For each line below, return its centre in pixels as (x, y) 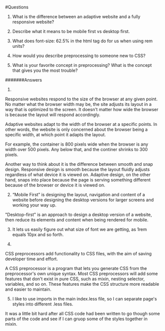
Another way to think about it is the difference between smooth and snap (79, 164)
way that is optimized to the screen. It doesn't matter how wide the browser (82, 109)
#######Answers (24, 80)
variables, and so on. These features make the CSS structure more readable (82, 284)
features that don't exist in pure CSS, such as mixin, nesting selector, (75, 279)
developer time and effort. (32, 259)
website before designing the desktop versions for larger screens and (83, 200)
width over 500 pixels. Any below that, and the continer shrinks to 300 (76, 149)
